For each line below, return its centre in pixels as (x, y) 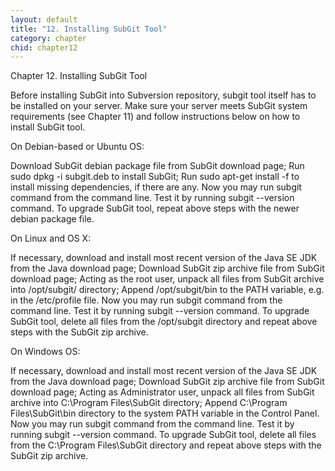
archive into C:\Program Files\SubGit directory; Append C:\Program (149, 403)
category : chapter (48, 38)
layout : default (44, 19)
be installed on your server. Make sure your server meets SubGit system (159, 106)
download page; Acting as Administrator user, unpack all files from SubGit (162, 392)
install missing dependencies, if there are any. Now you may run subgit (156, 187)
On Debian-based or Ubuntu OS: (77, 147)
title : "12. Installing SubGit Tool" (89, 29)
